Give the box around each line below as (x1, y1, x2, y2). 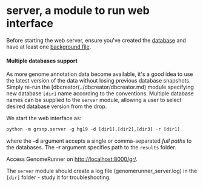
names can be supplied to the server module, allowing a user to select (6, 97, 182, 104)
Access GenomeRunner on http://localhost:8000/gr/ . (6, 155, 138, 163)
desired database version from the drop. (6, 103, 107, 110)
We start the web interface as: (6, 115, 82, 122)
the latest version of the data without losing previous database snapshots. (6, 77, 191, 84)
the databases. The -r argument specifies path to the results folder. (6, 144, 177, 151)
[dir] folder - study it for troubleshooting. (6, 174, 111, 181)
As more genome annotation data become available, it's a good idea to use (6, 70, 193, 78)
